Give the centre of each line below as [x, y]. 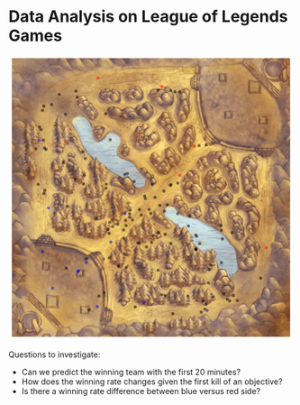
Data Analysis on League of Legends [148, 17]
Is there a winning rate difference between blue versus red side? [141, 391]
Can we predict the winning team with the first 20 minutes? [131, 372]
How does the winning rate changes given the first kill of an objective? [152, 382]
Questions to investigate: [55, 354]
